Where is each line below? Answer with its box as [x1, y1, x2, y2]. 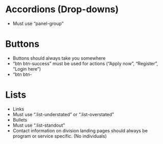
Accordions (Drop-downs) [5, 4, 119, 15]
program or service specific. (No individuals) [12, 133, 107, 139]
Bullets [12, 117, 28, 123]
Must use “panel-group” [12, 20, 64, 26]
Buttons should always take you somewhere [12, 55, 106, 61]
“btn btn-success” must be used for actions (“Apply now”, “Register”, [12, 60, 158, 67]
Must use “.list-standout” [12, 122, 65, 128]
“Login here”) [12, 66, 41, 72]
